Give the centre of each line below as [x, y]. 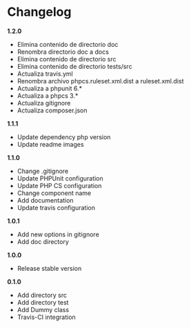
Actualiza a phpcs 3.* [48, 95]
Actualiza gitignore [44, 103]
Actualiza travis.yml [45, 74]
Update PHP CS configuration [59, 185]
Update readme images [50, 144]
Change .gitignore [43, 171]
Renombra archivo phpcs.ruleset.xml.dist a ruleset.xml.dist [100, 81]
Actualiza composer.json [52, 110]
